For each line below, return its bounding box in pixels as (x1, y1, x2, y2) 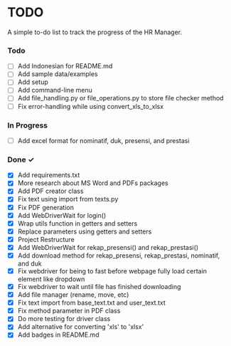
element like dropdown (17, 275, 85, 283)
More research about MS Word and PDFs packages (17, 179, 168, 187)
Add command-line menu (17, 86, 92, 95)
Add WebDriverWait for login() (17, 211, 107, 219)
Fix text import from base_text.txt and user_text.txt (17, 298, 166, 307)
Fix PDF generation (17, 203, 75, 211)
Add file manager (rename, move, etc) (17, 290, 129, 299)
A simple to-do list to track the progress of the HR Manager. (7, 28, 183, 36)
